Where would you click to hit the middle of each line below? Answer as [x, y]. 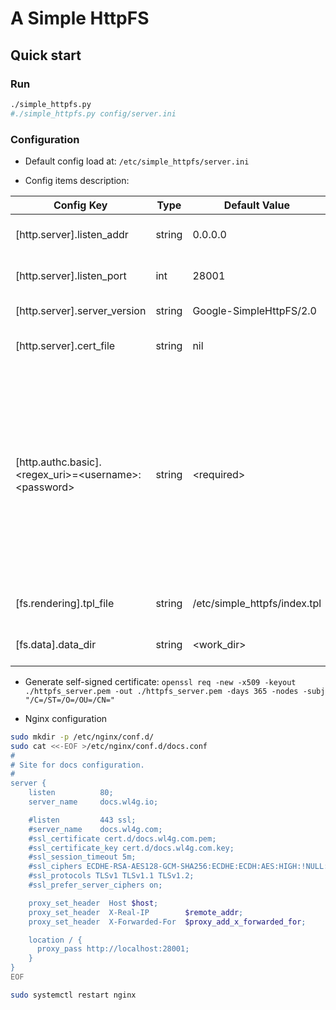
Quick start [46, 55]
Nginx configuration [66, 718]
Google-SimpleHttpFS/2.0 [254, 310]
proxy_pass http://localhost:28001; [113, 949]
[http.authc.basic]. [58, 462]
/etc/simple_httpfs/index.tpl [257, 603]
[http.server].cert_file [65, 345]
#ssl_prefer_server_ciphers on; [95, 885]
